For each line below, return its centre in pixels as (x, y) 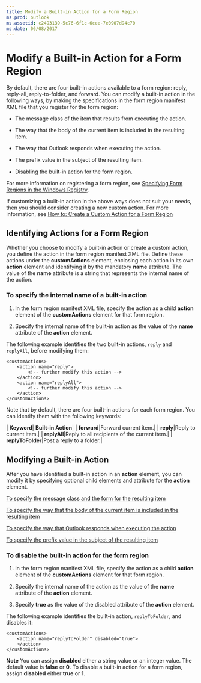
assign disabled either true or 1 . (46, 673)
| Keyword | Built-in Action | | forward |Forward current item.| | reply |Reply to (101, 428)
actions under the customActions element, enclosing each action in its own (100, 260)
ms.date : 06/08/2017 (32, 29)
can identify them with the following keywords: (64, 416)
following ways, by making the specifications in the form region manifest (96, 100)
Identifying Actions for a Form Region (77, 233)
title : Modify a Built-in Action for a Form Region (72, 12)
